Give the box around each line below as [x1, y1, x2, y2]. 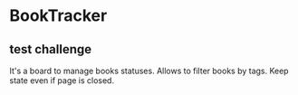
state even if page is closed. [9, 75, 115, 86]
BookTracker [9, 5, 108, 26]
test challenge [9, 42, 92, 57]
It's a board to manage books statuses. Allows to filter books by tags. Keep [9, 65, 289, 76]
